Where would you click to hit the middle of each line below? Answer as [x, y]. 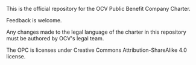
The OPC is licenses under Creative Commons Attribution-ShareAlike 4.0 [96, 50]
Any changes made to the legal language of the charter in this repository [96, 32]
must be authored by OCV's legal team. [55, 38]
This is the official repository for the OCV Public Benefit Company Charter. [99, 9]
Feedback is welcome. [34, 20]
